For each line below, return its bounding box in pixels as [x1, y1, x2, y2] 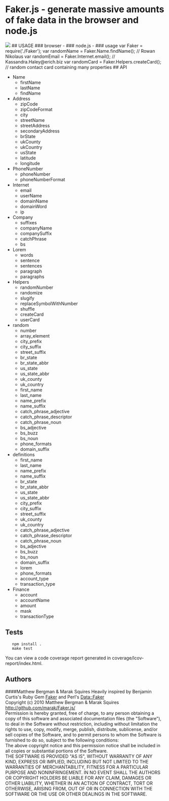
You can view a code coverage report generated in [5, 655, 111, 661]
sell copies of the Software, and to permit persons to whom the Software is [5, 731, 162, 738]
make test [12, 646, 33, 651]
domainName [20, 198, 49, 204]
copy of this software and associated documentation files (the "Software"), [5, 715, 162, 721]
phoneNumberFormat [20, 176, 65, 182]
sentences [20, 262, 42, 269]
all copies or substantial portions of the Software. [5, 748, 108, 754]
